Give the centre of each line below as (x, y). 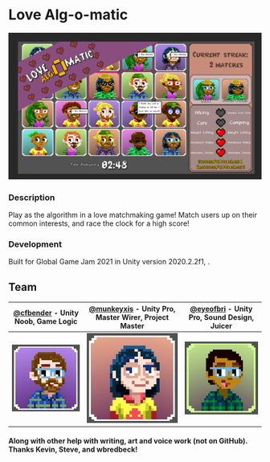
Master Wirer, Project (132, 317)
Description (32, 197)
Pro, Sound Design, (221, 317)
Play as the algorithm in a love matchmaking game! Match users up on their (133, 215)
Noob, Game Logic (46, 321)
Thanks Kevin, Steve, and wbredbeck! (73, 450)
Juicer (221, 325)
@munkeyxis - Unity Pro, (132, 309)
